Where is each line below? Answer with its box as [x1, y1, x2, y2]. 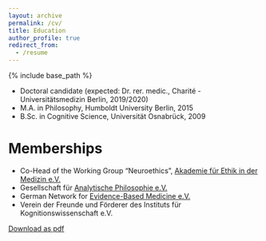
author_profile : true [8, 34, 81, 42]
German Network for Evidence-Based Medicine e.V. [19, 191, 191, 200]
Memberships [8, 140, 103, 158]
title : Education [8, 26, 66, 34]
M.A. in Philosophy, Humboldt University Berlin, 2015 [19, 103, 194, 113]
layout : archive [8, 11, 62, 20]
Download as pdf [8, 223, 65, 233]
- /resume [15, 49, 48, 57]
